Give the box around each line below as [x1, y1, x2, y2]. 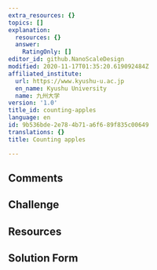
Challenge [8, 198, 60, 212]
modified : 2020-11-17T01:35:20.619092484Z [8, 63, 149, 71]
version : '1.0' [8, 99, 58, 107]
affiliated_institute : [8, 70, 82, 78]
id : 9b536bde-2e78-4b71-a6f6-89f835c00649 [8, 121, 149, 129]
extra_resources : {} [8, 11, 76, 20]
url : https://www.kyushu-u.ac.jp [15, 77, 125, 85]
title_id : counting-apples [8, 107, 97, 115]
